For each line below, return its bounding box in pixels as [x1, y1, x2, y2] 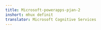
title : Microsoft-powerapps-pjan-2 [5, 7, 81, 13]
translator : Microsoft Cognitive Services [5, 17, 96, 22]
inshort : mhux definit [5, 12, 53, 17]
